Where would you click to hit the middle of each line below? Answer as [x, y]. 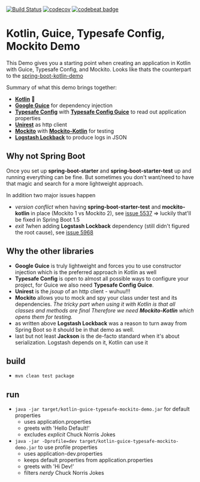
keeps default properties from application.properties [88, 460]
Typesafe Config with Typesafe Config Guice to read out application [101, 112]
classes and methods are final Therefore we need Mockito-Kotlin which [104, 310]
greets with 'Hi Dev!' [49, 466]
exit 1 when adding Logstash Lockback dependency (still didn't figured [102, 226]
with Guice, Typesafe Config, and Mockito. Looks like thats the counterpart [99, 69]
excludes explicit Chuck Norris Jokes [69, 435]
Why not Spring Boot [46, 156]
